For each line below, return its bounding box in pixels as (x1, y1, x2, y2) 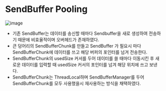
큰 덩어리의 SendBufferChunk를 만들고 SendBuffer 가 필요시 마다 (12, 42, 141, 48)
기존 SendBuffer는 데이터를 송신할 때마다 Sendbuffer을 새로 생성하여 (12, 30, 148, 36)
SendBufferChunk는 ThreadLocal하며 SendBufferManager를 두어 (12, 74, 145, 80)
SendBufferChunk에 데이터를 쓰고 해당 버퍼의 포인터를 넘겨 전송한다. (12, 49, 148, 55)
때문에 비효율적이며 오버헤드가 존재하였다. (17, 36, 100, 42)
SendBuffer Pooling (5, 3, 88, 15)
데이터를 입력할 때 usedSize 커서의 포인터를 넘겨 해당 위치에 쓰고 (21, 61, 149, 67)
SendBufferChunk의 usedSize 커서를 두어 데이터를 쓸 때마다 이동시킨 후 (12, 55, 155, 61)
